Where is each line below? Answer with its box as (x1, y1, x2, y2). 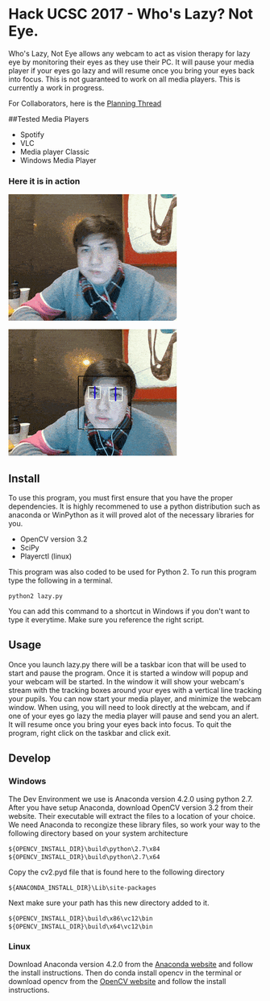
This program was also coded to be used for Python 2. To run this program (8, 567, 256, 577)
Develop (8, 751, 51, 766)
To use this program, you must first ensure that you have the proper (8, 493, 234, 503)
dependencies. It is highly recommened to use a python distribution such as (8, 501, 260, 512)
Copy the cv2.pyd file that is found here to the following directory (8, 867, 225, 877)
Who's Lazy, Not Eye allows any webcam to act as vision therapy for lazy (8, 48, 251, 58)
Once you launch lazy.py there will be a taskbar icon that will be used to (8, 659, 247, 669)
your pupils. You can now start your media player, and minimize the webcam (8, 694, 262, 704)
